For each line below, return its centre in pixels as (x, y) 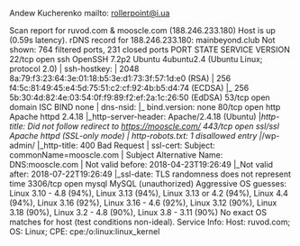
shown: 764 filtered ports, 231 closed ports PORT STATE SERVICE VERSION (150, 50)
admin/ (23, 145)
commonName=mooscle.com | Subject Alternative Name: (116, 155)
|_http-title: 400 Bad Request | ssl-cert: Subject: (126, 145)
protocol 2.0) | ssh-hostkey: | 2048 (74, 68)
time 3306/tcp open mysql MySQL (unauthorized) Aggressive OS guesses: (148, 183)
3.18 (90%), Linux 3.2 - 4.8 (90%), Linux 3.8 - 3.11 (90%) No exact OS (138, 212)
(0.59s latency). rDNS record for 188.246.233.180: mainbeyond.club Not (142, 40)
